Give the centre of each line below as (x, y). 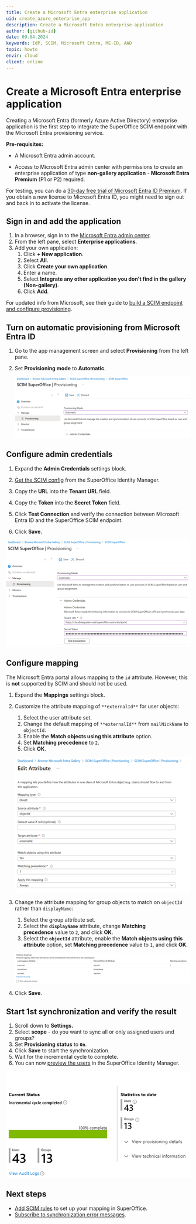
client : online (25, 62)
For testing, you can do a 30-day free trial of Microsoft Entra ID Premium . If (97, 190)
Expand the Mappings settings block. (60, 695)
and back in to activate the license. (48, 203)
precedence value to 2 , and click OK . (68, 932)
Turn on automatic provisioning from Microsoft (93, 327)
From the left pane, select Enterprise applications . (76, 242)
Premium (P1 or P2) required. (50, 179)
